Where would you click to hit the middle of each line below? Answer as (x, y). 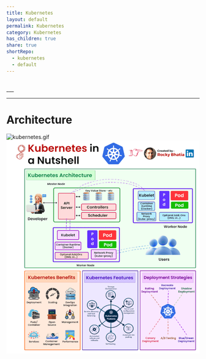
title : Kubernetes (30, 13)
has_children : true (31, 39)
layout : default (27, 19)
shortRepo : (20, 52)
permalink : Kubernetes (35, 26)
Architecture (39, 120)
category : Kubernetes (34, 32)
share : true (21, 45)
